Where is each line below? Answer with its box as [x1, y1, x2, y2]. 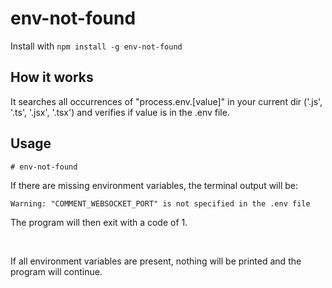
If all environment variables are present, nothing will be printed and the [10, 255, 302, 267]
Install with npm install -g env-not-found [10, 40, 183, 52]
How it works [10, 69, 94, 86]
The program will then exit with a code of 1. [10, 216, 188, 228]
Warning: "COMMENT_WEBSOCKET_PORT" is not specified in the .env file [10, 198, 311, 209]
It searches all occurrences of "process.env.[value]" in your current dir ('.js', [10, 95, 323, 107]
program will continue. [10, 265, 103, 277]
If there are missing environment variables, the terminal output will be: [10, 179, 298, 191]
